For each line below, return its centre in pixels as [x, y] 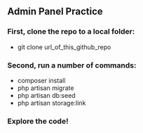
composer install [41, 80]
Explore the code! [38, 121]
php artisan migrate [46, 88]
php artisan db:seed [46, 95]
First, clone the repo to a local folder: [71, 32]
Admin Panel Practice [55, 12]
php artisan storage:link [52, 103]
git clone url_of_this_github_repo [64, 47]
